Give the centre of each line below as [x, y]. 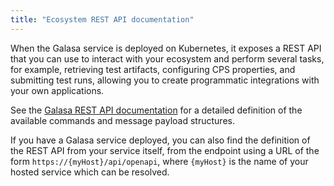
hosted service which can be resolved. [90, 172]
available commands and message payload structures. [122, 120]
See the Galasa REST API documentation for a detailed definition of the [156, 110]
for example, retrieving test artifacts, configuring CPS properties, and [153, 69]
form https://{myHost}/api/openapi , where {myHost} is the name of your [159, 161]
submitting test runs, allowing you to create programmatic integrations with [165, 80]
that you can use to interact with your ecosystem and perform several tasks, [167, 58]
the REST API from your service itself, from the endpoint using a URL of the [165, 150]
